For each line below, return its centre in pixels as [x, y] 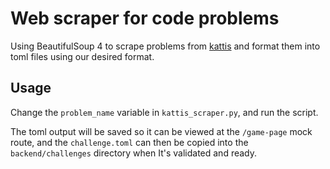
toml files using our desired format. [82, 56]
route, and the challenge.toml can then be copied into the [129, 142]
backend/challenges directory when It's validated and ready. [134, 153]
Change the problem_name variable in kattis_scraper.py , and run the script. [164, 112]
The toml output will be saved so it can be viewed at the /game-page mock [161, 131]
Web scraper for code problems [145, 18]
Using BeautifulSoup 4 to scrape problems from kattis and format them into [165, 46]
